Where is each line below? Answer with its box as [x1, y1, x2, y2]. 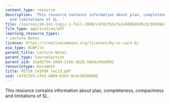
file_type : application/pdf [5, 26, 65, 31]
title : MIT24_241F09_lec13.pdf [5, 69, 71, 74]
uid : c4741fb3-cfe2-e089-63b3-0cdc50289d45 [5, 74, 99, 79]
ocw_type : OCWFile [5, 45, 44, 50]
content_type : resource [5, 7, 56, 13]
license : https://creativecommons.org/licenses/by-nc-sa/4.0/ [5, 41, 139, 46]
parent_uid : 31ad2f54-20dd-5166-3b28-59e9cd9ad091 [5, 59, 114, 64]
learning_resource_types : [5, 31, 60, 36]
